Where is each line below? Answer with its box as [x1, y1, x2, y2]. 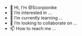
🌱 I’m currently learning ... [9, 15, 63, 20]
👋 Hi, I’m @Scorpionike [9, 5, 57, 10]
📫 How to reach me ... [9, 26, 56, 31]
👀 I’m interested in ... [9, 10, 52, 16]
